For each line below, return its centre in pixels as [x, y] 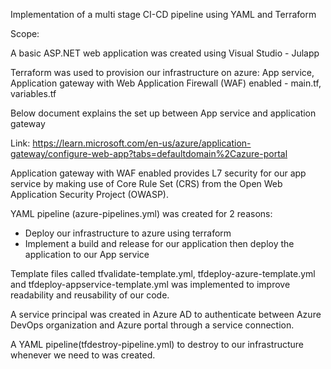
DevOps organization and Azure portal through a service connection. [152, 325]
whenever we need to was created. [83, 355]
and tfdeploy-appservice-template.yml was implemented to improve [150, 284]
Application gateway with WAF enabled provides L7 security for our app [158, 173]
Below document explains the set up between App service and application [163, 113]
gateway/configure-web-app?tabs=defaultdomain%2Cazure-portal [149, 153]
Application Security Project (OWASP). [90, 194]
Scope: [25, 33]
